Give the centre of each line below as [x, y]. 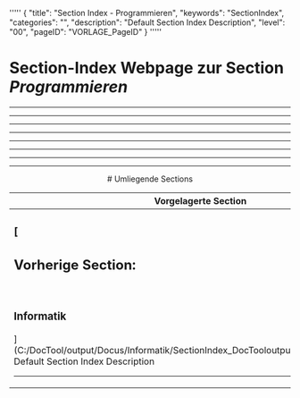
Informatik [40, 316]
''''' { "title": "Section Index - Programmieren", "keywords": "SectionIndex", [146, 13]
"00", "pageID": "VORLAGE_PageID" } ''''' [86, 32]
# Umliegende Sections [150, 179]
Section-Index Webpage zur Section [146, 68]
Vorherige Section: [75, 265]
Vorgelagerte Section [200, 200]
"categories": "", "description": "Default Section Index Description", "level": [147, 22]
